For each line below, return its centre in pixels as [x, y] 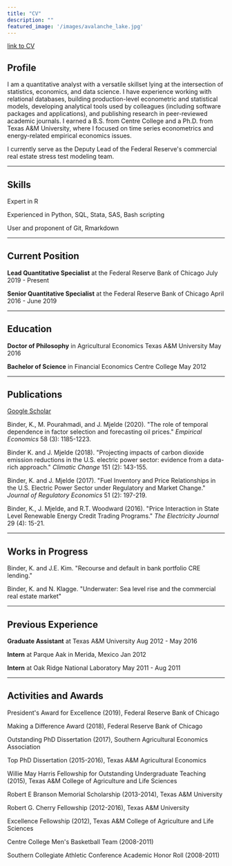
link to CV [21, 46]
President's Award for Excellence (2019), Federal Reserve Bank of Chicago [113, 713]
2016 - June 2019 [32, 300]
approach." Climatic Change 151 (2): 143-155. [84, 468]
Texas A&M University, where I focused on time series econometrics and [110, 128]
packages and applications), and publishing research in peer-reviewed [108, 114]
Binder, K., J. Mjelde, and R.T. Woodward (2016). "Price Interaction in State [113, 509]
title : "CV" [24, 13]
